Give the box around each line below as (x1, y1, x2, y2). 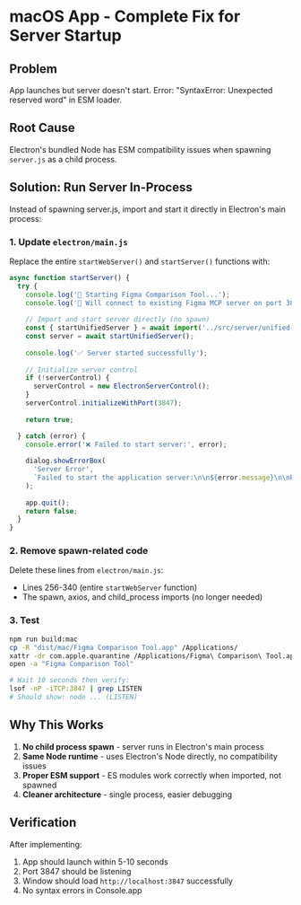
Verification (9, 815, 77, 830)
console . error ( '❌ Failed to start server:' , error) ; (25, 440, 228, 449)
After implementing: (9, 839, 82, 849)
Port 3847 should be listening (21, 865, 132, 876)
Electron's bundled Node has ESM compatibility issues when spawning (9, 144, 271, 154)
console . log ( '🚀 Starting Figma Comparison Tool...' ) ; (25, 290, 230, 299)
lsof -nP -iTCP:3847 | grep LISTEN (9, 684, 142, 693)
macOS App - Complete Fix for (9, 6, 241, 27)
